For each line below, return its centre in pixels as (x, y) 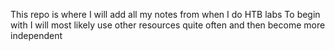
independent (36, 35)
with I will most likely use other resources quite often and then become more (168, 25)
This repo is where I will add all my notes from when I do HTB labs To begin (165, 14)
